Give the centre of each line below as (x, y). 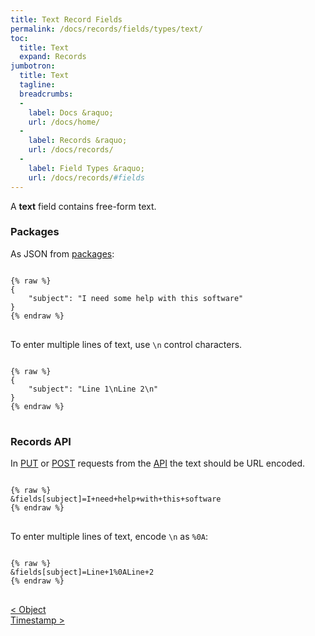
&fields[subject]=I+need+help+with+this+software (116, 499)
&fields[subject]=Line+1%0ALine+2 (82, 572)
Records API (41, 441)
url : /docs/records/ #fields (86, 177)
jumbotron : (33, 66)
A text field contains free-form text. (83, 206)
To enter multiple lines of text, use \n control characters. (126, 344)
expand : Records (53, 57)
